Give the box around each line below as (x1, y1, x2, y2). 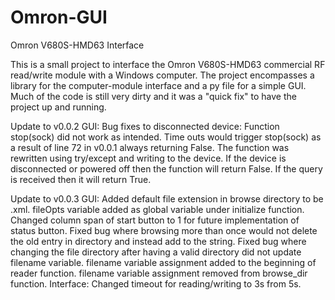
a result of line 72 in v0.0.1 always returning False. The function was (10, 141, 290, 153)
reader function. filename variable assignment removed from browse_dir (10, 267, 308, 279)
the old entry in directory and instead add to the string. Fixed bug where (10, 235, 307, 247)
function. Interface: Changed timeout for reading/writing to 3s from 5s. (10, 277, 302, 290)
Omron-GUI (10, 6, 108, 29)
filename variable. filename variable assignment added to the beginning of (10, 256, 317, 268)
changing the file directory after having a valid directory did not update (10, 246, 302, 258)
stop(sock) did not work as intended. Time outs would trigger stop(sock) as (10, 131, 322, 143)
